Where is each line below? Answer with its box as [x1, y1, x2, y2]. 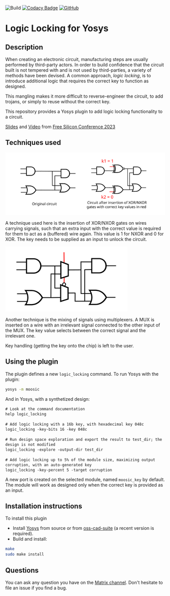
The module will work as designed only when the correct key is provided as [5, 482, 163, 488]
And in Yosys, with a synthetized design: [5, 396, 90, 402]
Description [5, 43, 43, 51]
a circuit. [5, 114, 24, 120]
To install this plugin [5, 515, 47, 521]
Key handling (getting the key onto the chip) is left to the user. [5, 342, 134, 348]
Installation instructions [5, 501, 82, 511]
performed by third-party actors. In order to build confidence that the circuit [5, 62, 164, 68]
